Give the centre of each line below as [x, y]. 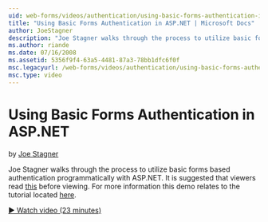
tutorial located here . [43, 194]
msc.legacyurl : [33, 68]
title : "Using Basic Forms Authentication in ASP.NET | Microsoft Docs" [132, 23]
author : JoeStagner [41, 30]
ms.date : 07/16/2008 [43, 53]
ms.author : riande [39, 46]
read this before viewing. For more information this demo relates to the [124, 186]
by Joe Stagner [33, 153]
